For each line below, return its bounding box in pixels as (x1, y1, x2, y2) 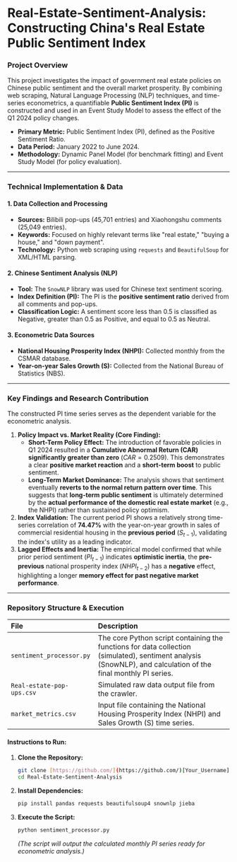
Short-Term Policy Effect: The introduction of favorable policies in (28, 438, 221, 447)
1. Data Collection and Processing (7, 199, 108, 208)
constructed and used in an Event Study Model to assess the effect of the (7, 106, 221, 115)
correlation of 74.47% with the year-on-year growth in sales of (37, 521, 220, 530)
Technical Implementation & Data (7, 182, 123, 192)
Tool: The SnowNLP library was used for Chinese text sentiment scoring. (17, 284, 224, 293)
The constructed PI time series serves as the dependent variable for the (7, 409, 217, 418)
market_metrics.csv (11, 710, 76, 718)
